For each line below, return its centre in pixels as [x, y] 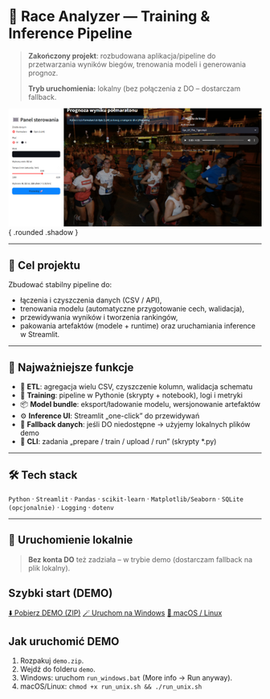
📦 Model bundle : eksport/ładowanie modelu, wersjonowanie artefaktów [140, 405]
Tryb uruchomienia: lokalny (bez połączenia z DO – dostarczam [134, 88]
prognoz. [43, 72]
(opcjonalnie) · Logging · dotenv [61, 507]
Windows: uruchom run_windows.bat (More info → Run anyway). [126, 678]
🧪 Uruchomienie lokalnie [71, 540]
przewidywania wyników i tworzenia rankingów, [99, 318]
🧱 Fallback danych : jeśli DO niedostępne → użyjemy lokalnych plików [135, 425]
